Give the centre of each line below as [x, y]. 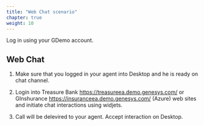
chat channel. [32, 81]
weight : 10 [20, 23]
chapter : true [24, 18]
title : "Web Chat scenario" [42, 12]
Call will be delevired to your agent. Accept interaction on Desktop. [99, 117]
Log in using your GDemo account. [50, 41]
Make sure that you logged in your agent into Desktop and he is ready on [107, 74]
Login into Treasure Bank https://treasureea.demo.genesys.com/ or [100, 92]
